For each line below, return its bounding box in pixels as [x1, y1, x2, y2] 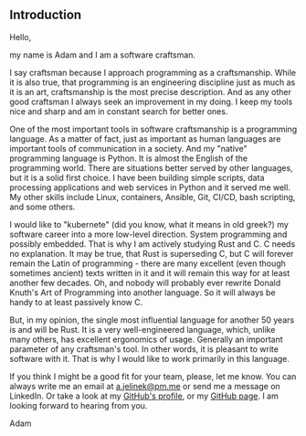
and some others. [9, 201, 76, 212]
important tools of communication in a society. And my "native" [9, 143, 248, 154]
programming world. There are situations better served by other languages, [9, 162, 294, 173]
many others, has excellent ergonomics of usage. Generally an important [9, 334, 283, 345]
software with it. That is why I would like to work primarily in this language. [9, 353, 290, 364]
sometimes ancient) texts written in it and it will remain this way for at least [9, 267, 290, 278]
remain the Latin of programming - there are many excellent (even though [9, 258, 286, 269]
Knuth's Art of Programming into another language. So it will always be [9, 287, 276, 298]
